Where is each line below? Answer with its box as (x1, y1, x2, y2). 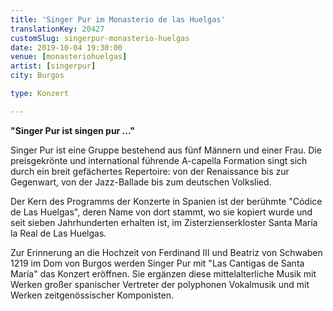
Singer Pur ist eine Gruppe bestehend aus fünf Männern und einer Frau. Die (10, 144, 322, 156)
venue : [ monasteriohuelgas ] (10, 52, 128, 62)
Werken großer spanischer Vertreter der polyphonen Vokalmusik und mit (10, 278, 310, 290)
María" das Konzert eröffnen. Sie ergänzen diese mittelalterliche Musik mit (10, 267, 317, 280)
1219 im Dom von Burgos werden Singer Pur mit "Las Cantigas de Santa (10, 257, 305, 269)
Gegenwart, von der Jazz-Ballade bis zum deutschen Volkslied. (10, 176, 272, 188)
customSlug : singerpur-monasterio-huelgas (10, 33, 190, 43)
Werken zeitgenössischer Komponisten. (10, 289, 175, 301)
